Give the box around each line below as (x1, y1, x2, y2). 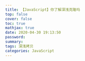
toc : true (5, 21, 26, 26)
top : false (5, 12, 28, 17)
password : (5, 35, 26, 40)
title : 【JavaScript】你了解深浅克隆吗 (5, 7, 81, 12)
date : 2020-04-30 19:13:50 (5, 30, 61, 35)
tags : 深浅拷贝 (5, 44, 34, 49)
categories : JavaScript (5, 48, 55, 53)
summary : (5, 39, 23, 44)
